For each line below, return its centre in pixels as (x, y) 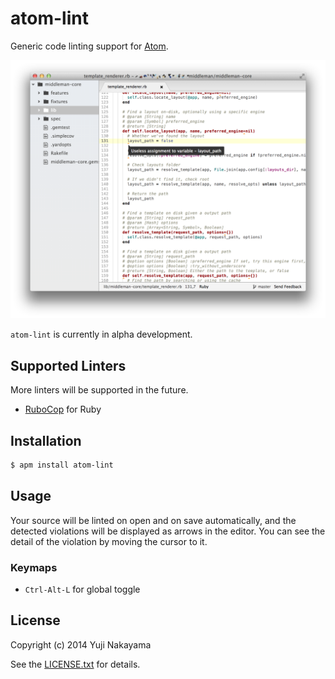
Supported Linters (68, 365)
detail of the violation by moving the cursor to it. (109, 541)
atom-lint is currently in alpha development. (101, 334)
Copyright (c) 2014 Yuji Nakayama (81, 644)
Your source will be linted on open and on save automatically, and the (153, 520)
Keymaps (34, 567)
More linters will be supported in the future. (99, 390)
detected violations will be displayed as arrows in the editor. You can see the (168, 531)
